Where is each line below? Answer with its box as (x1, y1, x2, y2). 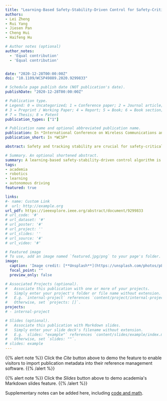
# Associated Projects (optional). (5, 281, 79, 286)
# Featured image (5, 249, 41, 254)
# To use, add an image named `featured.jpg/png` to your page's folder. (5, 254, 162, 259)
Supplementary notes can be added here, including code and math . (5, 390, 144, 396)
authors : (5, 12, 23, 17)
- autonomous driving (5, 181, 50, 186)
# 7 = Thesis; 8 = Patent (5, 112, 59, 117)
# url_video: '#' (5, 241, 41, 245)
